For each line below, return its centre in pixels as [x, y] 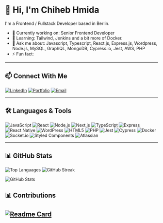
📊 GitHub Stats [29, 156]
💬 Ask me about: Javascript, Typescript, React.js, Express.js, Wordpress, [85, 43]
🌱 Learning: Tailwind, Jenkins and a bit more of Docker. [67, 38]
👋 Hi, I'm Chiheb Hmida [52, 10]
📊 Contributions [30, 195]
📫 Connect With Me [36, 76]
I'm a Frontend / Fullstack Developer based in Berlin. [57, 23]
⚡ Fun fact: [23, 54]
